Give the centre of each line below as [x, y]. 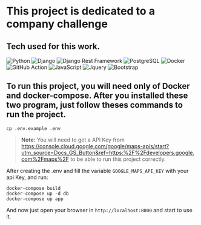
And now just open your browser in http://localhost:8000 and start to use [99, 210]
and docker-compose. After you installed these [97, 96]
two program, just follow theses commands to [95, 105]
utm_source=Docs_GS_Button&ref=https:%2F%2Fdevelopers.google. [108, 152]
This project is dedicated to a [81, 11]
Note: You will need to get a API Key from [73, 140]
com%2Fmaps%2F [45, 159]
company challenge [57, 24]
